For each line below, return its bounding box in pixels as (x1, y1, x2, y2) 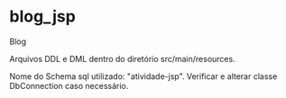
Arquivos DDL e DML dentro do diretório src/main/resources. (9, 53, 236, 64)
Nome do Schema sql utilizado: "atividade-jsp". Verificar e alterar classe (9, 70, 278, 82)
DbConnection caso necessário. (9, 80, 129, 91)
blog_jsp (9, 6, 77, 27)
